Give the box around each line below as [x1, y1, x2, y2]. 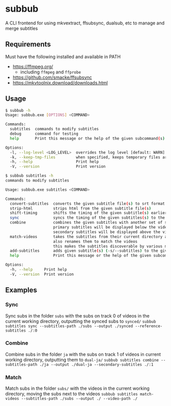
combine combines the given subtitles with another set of [10, 220, 163, 225]
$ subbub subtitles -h [5, 173, 53, 179]
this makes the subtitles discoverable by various [53, 244, 163, 249]
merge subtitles [5, 25, 38, 31]
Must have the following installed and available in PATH [5, 53, 121, 60]
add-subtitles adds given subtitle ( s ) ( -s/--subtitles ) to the [10, 248, 158, 253]
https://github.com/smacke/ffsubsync [12, 74, 93, 80]
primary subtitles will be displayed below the [53, 225, 156, 230]
